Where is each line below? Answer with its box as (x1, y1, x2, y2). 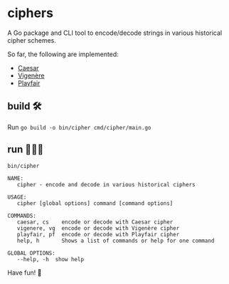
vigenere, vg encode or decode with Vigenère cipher (16, 224, 180, 232)
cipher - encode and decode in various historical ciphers (16, 181, 196, 188)
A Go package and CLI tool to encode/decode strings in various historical (7, 28, 223, 37)
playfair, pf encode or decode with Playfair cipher (16, 231, 180, 238)
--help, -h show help (16, 256, 84, 263)
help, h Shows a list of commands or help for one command (16, 237, 215, 244)
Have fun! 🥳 (7, 268, 42, 277)
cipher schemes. (7, 36, 57, 44)
